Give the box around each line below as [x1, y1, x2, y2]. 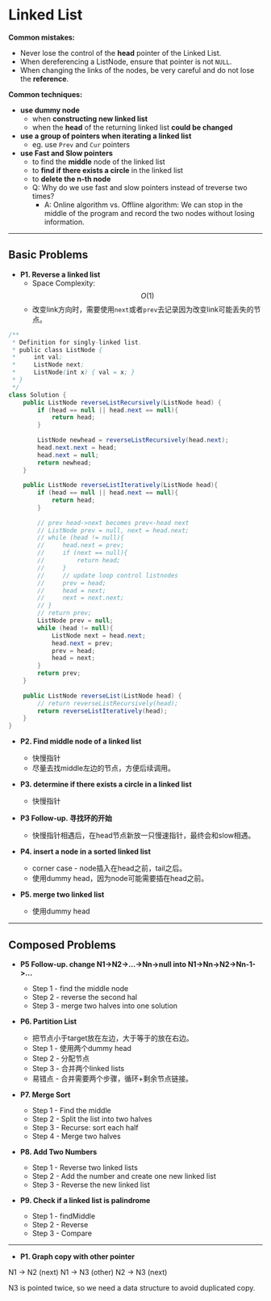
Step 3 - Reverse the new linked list [31, 1180, 151, 1189]
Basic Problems [8, 248, 89, 262]
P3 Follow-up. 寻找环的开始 [19, 813, 113, 823]
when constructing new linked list [31, 113, 148, 123]
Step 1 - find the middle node [31, 983, 129, 993]
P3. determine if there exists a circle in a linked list [19, 779, 192, 790]
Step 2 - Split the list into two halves [31, 1114, 152, 1124]
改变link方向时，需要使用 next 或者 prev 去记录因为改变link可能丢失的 [31, 304, 254, 314]
